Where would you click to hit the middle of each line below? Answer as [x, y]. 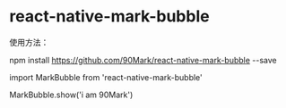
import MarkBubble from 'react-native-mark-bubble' [106, 77]
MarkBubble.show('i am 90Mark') [71, 95]
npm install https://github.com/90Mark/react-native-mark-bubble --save [143, 60]
